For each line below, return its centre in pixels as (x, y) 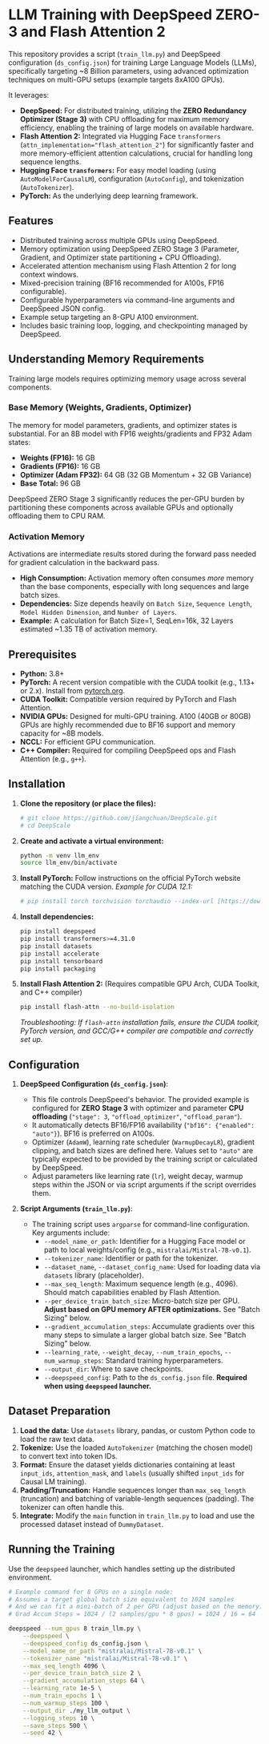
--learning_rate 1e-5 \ (62, 1689)
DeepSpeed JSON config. (62, 308)
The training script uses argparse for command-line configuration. (141, 1225)
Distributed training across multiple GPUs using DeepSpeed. (119, 240)
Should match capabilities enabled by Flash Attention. (132, 1293)
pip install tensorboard (61, 961)
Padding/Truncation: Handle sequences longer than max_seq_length (133, 1490)
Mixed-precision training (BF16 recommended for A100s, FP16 (122, 283)
